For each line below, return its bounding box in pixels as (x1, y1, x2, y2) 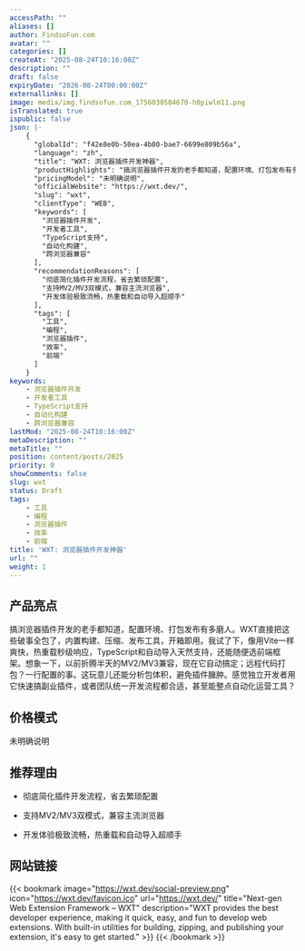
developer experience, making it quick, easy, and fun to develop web (9, 912, 268, 923)
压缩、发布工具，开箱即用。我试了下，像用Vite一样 (103, 635, 295, 646)
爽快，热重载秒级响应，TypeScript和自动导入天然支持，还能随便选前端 (9, 647, 273, 658)
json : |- (9, 124, 43, 133)
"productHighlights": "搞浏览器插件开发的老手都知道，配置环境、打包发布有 (33, 165, 292, 174)
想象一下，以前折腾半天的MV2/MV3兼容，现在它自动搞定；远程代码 (25, 658, 279, 669)
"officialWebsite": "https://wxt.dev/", (33, 183, 189, 192)
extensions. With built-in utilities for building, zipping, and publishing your (9, 921, 284, 932)
